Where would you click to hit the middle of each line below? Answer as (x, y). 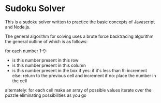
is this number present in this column (49, 65)
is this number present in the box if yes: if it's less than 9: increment (80, 70)
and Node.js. (18, 27)
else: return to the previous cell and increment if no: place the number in (84, 75)
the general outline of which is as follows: (46, 41)
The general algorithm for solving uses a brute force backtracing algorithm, (80, 36)
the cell (19, 81)
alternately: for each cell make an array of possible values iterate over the (78, 90)
